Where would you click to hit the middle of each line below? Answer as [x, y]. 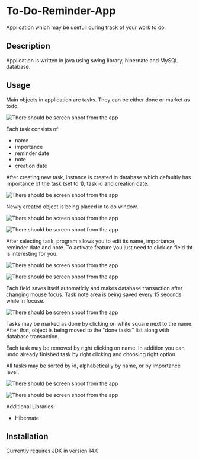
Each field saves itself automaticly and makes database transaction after [94, 288]
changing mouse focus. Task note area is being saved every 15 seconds [94, 294]
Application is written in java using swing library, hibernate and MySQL [92, 60]
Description [28, 46]
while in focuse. [25, 300]
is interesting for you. [32, 253]
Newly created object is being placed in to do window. [72, 207]
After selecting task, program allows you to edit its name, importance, [91, 241]
